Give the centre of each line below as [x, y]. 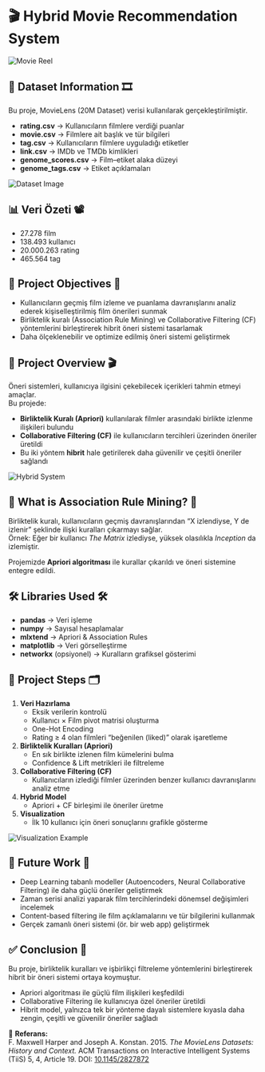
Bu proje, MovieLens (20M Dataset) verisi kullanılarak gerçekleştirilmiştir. [128, 110]
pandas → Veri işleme [56, 620]
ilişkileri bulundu [47, 427]
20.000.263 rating [49, 250]
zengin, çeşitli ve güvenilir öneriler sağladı [89, 1018]
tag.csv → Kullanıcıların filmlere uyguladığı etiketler [104, 142]
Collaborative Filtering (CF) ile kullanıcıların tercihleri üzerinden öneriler [138, 436]
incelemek [37, 907]
